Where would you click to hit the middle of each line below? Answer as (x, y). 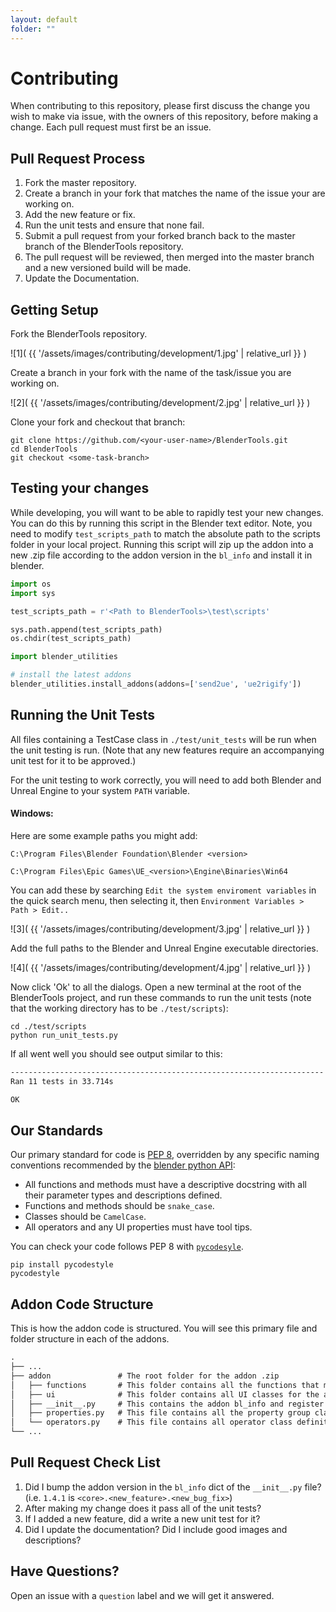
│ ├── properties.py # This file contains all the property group (160, 1413)
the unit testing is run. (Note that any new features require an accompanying (167, 750)
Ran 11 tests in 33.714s (62, 1081)
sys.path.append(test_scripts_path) (86, 629)
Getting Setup (54, 309)
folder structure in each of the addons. (90, 1339)
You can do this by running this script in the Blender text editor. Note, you (161, 523)
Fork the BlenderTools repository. (79, 334)
